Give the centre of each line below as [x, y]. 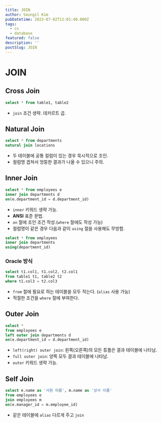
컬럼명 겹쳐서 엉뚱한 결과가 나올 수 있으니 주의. [58, 162]
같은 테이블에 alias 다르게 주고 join [48, 415]
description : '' [22, 43]
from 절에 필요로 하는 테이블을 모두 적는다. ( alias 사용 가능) [71, 292]
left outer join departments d [38, 335]
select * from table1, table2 [37, 102]
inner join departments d [32, 194]
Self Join [19, 379]
